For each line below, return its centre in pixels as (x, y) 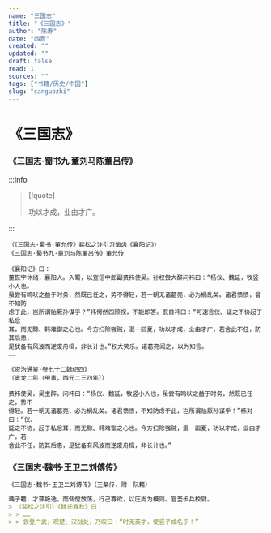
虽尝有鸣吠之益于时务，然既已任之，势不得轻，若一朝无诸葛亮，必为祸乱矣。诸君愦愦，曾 (135, 294)
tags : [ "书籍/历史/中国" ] (49, 84)
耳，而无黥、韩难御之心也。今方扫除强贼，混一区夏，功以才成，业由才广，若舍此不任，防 (135, 329)
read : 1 (21, 69)
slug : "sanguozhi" (39, 91)
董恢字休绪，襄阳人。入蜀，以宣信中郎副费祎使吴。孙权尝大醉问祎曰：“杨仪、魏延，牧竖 (133, 277)
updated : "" (28, 54)
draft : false (30, 62)
